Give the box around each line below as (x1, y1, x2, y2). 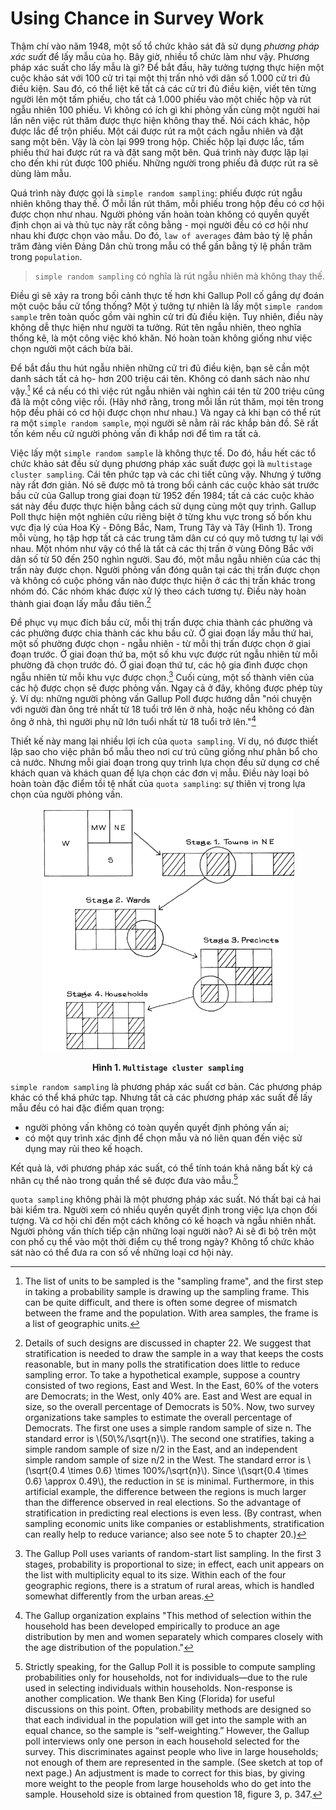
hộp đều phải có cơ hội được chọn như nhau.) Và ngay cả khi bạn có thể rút (10, 406, 322, 418)
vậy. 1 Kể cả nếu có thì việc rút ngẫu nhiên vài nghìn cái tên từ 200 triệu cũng (10, 383, 325, 397)
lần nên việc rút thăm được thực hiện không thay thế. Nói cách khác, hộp (10, 114, 310, 126)
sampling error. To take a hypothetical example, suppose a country (24, 1369, 301, 1381)
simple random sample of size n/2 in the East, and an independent (24, 1443, 298, 1456)
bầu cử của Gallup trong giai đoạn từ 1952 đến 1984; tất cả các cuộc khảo (10, 489, 315, 501)
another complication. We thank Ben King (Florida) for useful (24, 1693, 275, 1705)
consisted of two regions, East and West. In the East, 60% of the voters (24, 1380, 319, 1392)
